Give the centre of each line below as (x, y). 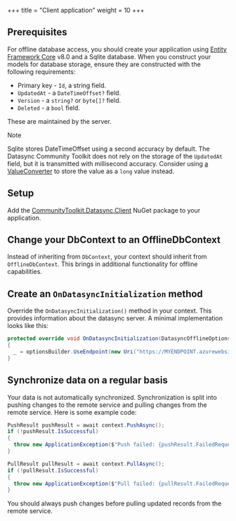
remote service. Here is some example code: (72, 412)
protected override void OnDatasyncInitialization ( (84, 339)
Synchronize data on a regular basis (88, 381)
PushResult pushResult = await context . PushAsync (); (86, 425)
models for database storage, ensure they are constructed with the (104, 64)
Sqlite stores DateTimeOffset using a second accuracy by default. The (109, 149)
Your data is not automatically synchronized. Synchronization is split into (112, 397)
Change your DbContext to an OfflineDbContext (114, 240)
